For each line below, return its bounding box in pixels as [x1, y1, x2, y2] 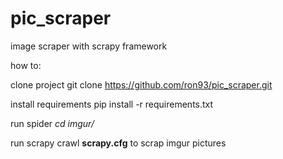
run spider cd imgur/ [10, 117, 95, 129]
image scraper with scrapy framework [10, 40, 168, 52]
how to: [10, 59, 42, 71]
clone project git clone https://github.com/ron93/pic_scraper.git [10, 78, 273, 91]
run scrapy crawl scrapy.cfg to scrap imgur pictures [10, 137, 227, 149]
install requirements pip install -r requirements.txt [10, 98, 214, 110]
